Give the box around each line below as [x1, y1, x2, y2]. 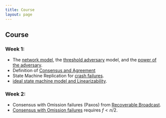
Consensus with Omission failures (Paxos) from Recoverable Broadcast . [12, 102, 161, 108]
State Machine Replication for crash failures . [12, 73, 104, 79]
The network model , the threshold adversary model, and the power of [12, 57, 157, 63]
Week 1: [5, 45, 25, 52]
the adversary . [12, 62, 43, 68]
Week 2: [5, 90, 26, 97]
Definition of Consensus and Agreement [12, 67, 96, 73]
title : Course [5, 7, 35, 12]
